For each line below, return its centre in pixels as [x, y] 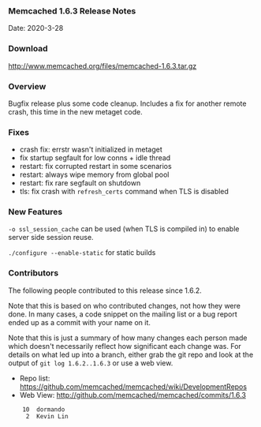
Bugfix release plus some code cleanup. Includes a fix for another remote [127, 103]
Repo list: [35, 378]
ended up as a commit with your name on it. [80, 322]
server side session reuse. [51, 238]
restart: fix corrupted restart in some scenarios [95, 167]
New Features [35, 212]
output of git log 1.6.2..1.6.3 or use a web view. [91, 363]
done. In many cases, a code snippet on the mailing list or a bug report [123, 314]
